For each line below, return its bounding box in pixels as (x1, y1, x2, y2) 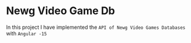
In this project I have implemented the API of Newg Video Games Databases (6, 24, 186, 31)
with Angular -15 (6, 29, 47, 37)
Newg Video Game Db (6, 4, 116, 18)
